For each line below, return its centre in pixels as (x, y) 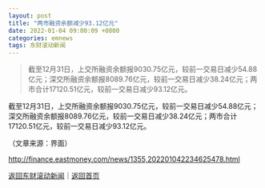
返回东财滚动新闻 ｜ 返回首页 (54, 176)
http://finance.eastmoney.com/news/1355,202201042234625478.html (124, 159)
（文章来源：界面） (40, 143)
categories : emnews (41, 38)
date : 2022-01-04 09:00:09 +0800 (64, 30)
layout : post (30, 16)
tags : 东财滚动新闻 (37, 46)
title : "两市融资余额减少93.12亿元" (63, 23)
